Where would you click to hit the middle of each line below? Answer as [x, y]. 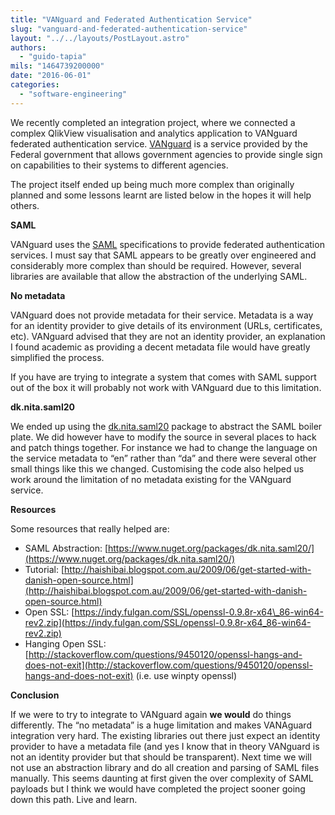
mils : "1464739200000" [57, 66]
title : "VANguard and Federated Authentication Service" [131, 19]
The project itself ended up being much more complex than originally [152, 184]
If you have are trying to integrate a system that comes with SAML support [163, 377]
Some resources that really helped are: [90, 528]
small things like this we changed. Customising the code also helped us [157, 468]
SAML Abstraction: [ [66, 548]
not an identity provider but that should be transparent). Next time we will [161, 757]
